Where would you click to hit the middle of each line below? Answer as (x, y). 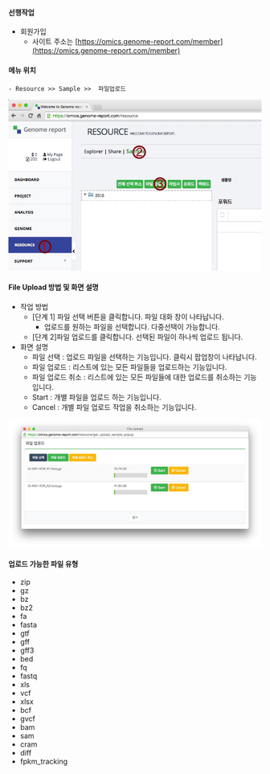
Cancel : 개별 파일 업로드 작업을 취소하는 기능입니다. (114, 407)
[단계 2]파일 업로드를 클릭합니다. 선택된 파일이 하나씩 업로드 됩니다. (137, 337)
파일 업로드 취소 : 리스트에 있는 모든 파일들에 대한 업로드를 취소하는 (137, 377)
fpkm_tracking (44, 762)
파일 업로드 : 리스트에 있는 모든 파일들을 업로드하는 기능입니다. (129, 367)
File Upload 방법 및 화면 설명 (53, 287)
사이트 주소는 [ (55, 42)
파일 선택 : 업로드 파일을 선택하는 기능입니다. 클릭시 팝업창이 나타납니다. (144, 357)
